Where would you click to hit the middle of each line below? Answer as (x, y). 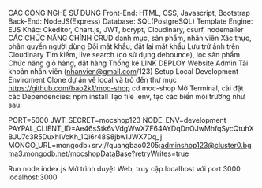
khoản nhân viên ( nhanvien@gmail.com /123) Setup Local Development (124, 71)
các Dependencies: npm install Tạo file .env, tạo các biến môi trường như (127, 96)
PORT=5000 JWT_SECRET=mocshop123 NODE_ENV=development (117, 120)
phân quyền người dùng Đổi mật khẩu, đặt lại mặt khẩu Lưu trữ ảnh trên (124, 46)
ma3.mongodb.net (38, 153)
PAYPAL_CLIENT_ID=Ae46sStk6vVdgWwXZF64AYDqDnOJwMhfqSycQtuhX (131, 128)
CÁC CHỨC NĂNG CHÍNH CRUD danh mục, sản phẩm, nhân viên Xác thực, (130, 38)
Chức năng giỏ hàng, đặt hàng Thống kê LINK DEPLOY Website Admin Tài (128, 63)
